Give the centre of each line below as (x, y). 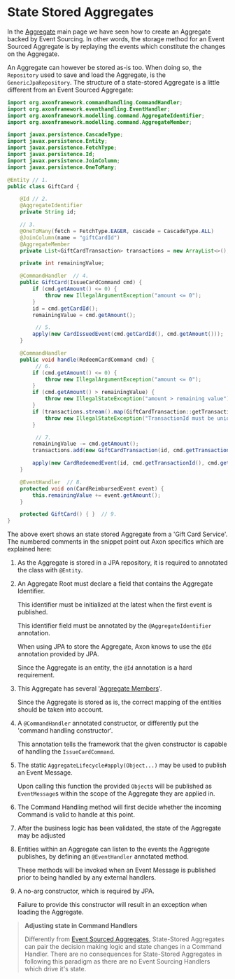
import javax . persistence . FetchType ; (62, 148)
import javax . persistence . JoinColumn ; (64, 161)
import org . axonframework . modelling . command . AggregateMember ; (100, 122)
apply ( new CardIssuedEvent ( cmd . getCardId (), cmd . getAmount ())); (128, 334)
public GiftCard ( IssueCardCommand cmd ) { (81, 283)
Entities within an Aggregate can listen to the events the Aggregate (113, 849)
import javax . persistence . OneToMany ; (62, 167)
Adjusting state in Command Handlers (81, 926)
